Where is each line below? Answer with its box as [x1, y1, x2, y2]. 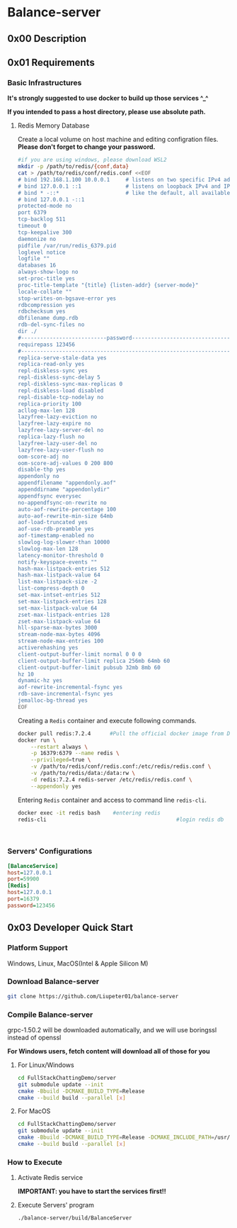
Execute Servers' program [17, 1201, 94, 1210]
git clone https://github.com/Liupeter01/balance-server [7, 993, 179, 1000]
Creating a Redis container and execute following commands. [17, 716, 197, 725]
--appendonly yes [30, 783, 81, 790]
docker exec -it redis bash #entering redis [17, 809, 161, 816]
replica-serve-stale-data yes [17, 354, 108, 362]
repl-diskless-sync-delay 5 [17, 374, 100, 381]
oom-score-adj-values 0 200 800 [17, 459, 113, 467]
